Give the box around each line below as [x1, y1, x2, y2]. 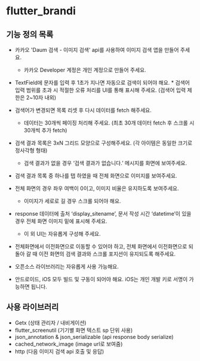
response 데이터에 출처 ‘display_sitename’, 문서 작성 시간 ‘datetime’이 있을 [14, 210, 192, 217]
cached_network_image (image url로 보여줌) [14, 340, 123, 347]
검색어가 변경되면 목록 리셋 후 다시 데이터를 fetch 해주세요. [14, 107, 152, 114]
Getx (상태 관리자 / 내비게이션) [14, 319, 87, 326]
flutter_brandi [6, 4, 76, 18]
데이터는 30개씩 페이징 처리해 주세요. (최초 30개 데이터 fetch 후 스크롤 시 [23, 119, 195, 126]
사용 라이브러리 [6, 302, 59, 312]
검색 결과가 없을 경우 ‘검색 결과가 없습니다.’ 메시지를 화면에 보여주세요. [23, 160, 187, 166]
